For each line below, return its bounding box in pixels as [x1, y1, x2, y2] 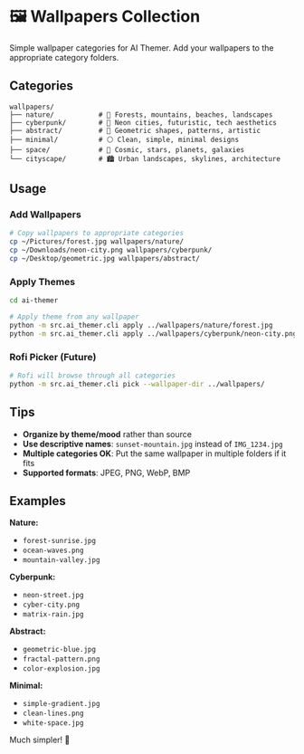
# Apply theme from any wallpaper [9, 312, 140, 321]
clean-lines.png [22, 709, 84, 719]
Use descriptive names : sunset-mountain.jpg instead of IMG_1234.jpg [22, 438, 283, 449]
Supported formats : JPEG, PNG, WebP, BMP [22, 467, 191, 478]
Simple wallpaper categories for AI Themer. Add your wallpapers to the [9, 42, 274, 53]
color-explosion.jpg [22, 664, 100, 673]
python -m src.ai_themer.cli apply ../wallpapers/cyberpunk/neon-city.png [9, 329, 298, 339]
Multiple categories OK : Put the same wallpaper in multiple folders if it [22, 448, 287, 459]
